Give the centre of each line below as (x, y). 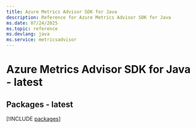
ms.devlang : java (28, 34)
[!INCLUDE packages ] (33, 119)
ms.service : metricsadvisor (42, 40)
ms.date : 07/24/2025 (32, 23)
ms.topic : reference (32, 29)
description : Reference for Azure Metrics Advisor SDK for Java (89, 17)
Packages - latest (40, 104)
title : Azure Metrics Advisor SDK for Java (62, 12)
